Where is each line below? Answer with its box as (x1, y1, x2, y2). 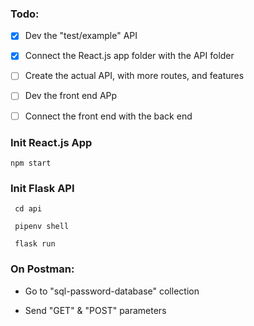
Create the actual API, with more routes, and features (24, 70, 245, 82)
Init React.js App (10, 135, 93, 149)
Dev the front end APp (24, 90, 118, 102)
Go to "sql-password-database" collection (24, 285, 200, 297)
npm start (10, 158, 52, 168)
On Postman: (10, 262, 75, 276)
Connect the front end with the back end (24, 110, 193, 122)
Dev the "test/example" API (24, 30, 138, 42)
